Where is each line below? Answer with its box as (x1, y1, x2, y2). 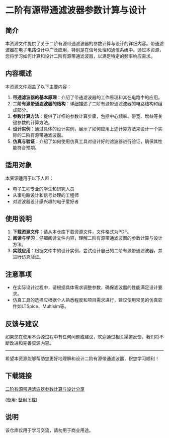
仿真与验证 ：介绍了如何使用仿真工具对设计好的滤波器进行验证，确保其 (12, 138, 158, 144)
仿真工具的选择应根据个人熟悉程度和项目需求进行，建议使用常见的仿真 (12, 297, 158, 303)
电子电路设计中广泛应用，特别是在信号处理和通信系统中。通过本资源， (18, 47, 164, 53)
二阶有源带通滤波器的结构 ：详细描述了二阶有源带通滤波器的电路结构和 (12, 100, 158, 106)
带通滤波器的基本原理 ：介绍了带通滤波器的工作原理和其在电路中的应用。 (12, 94, 162, 100)
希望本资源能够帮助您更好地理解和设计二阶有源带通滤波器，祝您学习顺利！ (5, 355, 159, 361)
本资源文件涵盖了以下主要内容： (5, 84, 71, 90)
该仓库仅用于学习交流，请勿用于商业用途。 (5, 427, 94, 433)
